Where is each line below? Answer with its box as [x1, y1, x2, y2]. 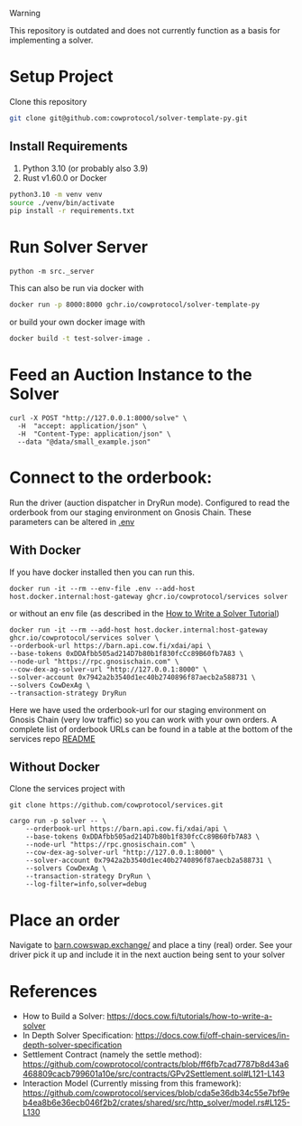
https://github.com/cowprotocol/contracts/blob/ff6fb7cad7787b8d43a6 [22, 1059, 289, 1070]
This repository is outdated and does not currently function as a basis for [9, 25, 281, 35]
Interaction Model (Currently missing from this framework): [22, 1078, 242, 1089]
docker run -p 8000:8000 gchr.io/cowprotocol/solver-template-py [9, 300, 260, 310]
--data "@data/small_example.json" [17, 437, 151, 446]
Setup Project [9, 67, 114, 87]
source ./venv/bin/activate [9, 198, 115, 207]
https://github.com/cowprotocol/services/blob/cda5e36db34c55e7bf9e [22, 1088, 290, 1099]
